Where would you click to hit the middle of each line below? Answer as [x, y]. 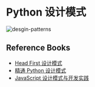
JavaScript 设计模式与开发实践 [52, 77]
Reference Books [38, 48]
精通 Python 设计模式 [40, 70]
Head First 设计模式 [38, 63]
